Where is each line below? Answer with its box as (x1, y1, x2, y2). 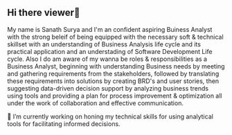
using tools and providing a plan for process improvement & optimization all (7, 91, 222, 100)
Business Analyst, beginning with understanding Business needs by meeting (7, 62, 225, 70)
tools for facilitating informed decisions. (7, 119, 121, 128)
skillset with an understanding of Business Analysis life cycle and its (7, 39, 201, 48)
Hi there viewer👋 (7, 7, 81, 19)
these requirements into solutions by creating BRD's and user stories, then (7, 77, 220, 85)
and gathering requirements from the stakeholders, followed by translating (7, 69, 220, 78)
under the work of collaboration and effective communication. (7, 98, 184, 107)
